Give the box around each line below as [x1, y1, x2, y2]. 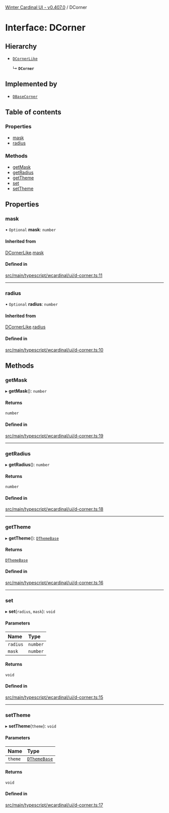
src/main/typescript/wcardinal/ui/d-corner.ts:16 [5, 580, 104, 586]
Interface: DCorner [5, 22, 86, 33]
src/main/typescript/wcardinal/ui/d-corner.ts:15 [5, 694, 104, 700]
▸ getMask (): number [5, 388, 47, 394]
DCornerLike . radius [5, 324, 46, 330]
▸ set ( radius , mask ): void [5, 608, 55, 614]
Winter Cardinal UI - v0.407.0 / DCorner [5, 5, 87, 10]
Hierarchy [5, 42, 37, 51]
